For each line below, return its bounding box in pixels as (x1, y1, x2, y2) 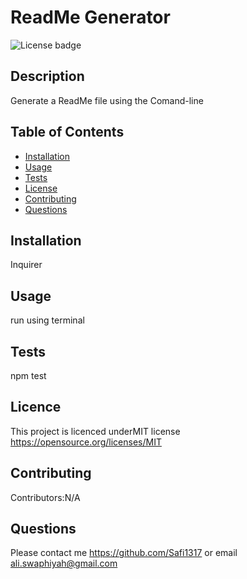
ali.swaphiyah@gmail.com (10, 557, 118, 570)
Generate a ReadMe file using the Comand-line (10, 94, 204, 106)
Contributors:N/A (10, 491, 81, 503)
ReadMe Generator (10, 6, 171, 29)
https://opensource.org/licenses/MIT (10, 436, 162, 448)
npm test (10, 370, 47, 381)
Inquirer (10, 259, 43, 271)
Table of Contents (10, 124, 125, 141)
